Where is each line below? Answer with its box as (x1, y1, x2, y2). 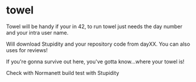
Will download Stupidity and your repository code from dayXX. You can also (6, 40, 190, 47)
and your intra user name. (6, 29, 69, 36)
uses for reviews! (6, 46, 48, 53)
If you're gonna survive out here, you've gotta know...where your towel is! (6, 58, 185, 65)
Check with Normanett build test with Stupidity (6, 69, 119, 76)
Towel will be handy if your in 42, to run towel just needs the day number (6, 23, 182, 30)
